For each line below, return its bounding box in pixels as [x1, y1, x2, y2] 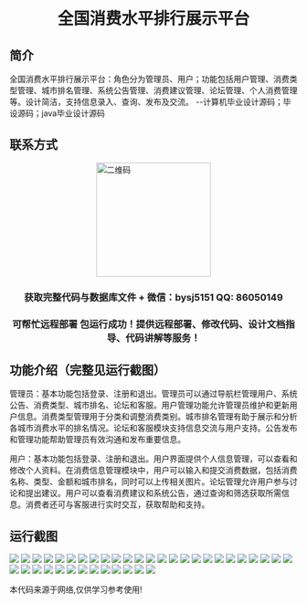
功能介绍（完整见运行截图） [9, 363, 166, 378]
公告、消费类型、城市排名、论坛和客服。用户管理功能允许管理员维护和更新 [9, 399, 290, 411]
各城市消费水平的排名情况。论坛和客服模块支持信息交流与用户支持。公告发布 [9, 422, 298, 434]
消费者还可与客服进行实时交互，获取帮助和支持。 [25, 499, 210, 510]
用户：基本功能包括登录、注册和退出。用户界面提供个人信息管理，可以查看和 [9, 453, 298, 464]
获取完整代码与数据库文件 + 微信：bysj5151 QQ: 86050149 [24, 291, 283, 303]
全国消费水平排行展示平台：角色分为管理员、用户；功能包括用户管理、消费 [9, 74, 290, 84]
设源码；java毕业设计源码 [9, 108, 105, 119]
